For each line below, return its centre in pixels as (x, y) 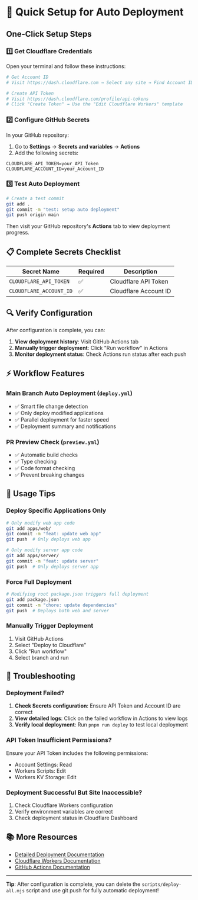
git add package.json (33, 600)
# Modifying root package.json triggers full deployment (77, 594)
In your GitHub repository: (38, 135)
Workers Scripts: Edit (40, 771)
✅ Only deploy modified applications (59, 413)
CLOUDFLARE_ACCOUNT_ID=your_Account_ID (55, 169)
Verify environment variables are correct (64, 812)
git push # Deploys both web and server (58, 610)
